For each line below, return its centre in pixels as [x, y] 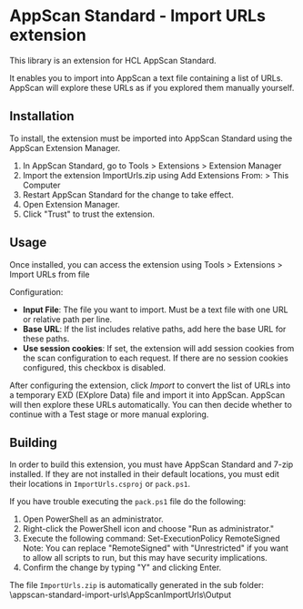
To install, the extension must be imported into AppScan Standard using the [151, 138]
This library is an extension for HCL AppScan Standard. [113, 60]
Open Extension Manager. [71, 204]
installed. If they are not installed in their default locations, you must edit [144, 474]
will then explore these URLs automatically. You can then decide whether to [151, 404]
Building [33, 442]
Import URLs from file [50, 274]
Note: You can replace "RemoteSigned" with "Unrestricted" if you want [156, 548]
